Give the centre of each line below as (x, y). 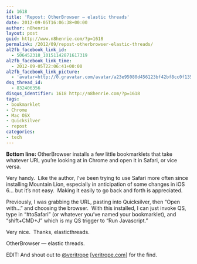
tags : (13, 99)
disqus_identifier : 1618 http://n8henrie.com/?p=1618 (73, 93)
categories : (21, 132)
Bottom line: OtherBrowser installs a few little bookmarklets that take (89, 154)
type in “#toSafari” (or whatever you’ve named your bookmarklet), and (91, 214)
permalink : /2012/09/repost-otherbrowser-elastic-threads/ (80, 45)
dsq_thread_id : (25, 83)
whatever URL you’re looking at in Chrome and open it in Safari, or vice (92, 160)
